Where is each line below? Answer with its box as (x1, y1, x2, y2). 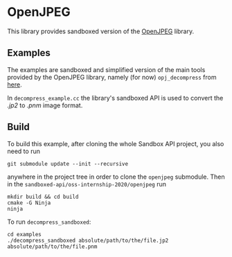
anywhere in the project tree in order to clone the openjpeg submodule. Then (7, 172, 225, 181)
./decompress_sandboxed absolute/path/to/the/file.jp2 (7, 237, 169, 244)
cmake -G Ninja (7, 199, 51, 206)
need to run (7, 147, 40, 155)
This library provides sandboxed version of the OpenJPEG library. (7, 27, 195, 35)
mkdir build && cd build (7, 193, 79, 200)
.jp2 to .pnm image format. (7, 101, 83, 109)
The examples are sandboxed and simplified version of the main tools (7, 65, 206, 73)
